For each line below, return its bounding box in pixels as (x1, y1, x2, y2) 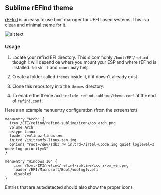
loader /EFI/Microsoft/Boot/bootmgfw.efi (14, 167, 98, 172)
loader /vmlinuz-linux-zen (9, 134, 64, 138)
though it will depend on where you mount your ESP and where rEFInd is (12, 60, 157, 65)
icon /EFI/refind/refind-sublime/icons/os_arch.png (9, 121, 116, 126)
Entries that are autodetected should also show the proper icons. (5, 184, 134, 190)
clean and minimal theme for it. (5, 22, 67, 28)
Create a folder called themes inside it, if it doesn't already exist (12, 74, 138, 80)
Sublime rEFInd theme (5, 4, 73, 12)
